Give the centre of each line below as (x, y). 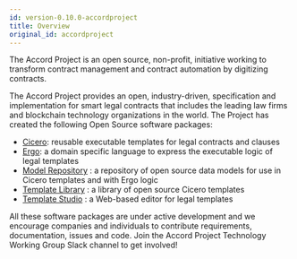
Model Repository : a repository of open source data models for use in (152, 170)
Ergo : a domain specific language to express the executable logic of (147, 151)
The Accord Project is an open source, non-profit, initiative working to (138, 60)
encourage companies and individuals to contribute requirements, (131, 226)
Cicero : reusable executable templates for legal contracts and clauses (151, 142)
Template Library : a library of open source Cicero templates (133, 190)
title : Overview (39, 26)
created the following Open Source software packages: (111, 125)
